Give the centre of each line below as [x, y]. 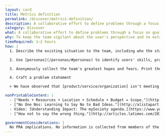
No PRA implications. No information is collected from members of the [84, 127]
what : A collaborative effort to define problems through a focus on [78, 33]
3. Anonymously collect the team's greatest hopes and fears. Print [81, 69]
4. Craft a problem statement [40, 78]
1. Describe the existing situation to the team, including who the [81, 51]
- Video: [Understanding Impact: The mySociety [59, 109]
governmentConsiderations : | [35, 123]
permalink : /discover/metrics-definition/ [49, 19]
